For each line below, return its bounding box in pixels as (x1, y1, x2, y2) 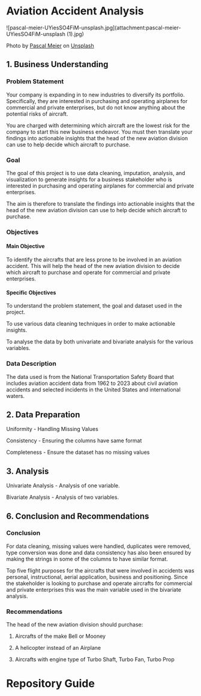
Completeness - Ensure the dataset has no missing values (6, 448, 150, 456)
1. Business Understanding (6, 59, 109, 70)
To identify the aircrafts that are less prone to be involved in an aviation (6, 256, 182, 263)
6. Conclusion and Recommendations (6, 511, 149, 521)
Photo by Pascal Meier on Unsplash (6, 42, 94, 49)
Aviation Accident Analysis (6, 4, 144, 18)
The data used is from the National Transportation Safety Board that (6, 373, 174, 380)
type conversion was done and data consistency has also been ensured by (6, 549, 191, 556)
